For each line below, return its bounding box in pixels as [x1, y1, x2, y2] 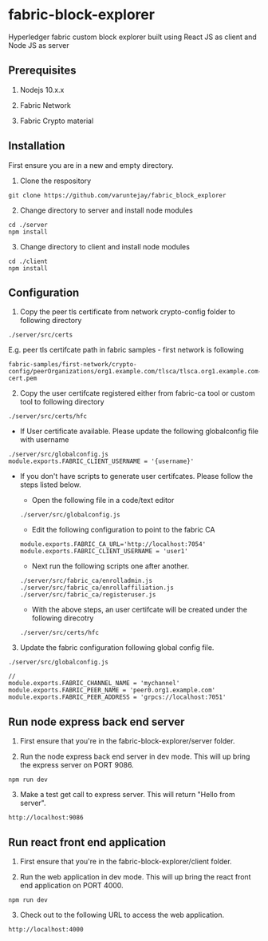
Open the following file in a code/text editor [31, 496, 175, 505]
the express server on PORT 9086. [19, 760, 134, 770]
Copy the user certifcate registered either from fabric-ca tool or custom [19, 389, 255, 398]
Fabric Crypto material [19, 116, 94, 126]
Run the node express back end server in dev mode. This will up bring [19, 752, 250, 761]
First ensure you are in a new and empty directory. [8, 160, 174, 169]
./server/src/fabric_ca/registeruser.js [19, 591, 156, 599]
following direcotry [31, 613, 94, 623]
